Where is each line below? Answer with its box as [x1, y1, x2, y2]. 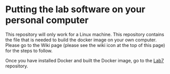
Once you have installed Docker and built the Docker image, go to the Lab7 [5, 57, 164, 63]
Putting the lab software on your [5, 4, 145, 15]
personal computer [5, 14, 89, 26]
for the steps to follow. [5, 47, 53, 54]
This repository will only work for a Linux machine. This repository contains [5, 31, 164, 37]
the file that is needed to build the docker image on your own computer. [5, 37, 157, 43]
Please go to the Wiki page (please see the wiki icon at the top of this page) [5, 42, 165, 48]
